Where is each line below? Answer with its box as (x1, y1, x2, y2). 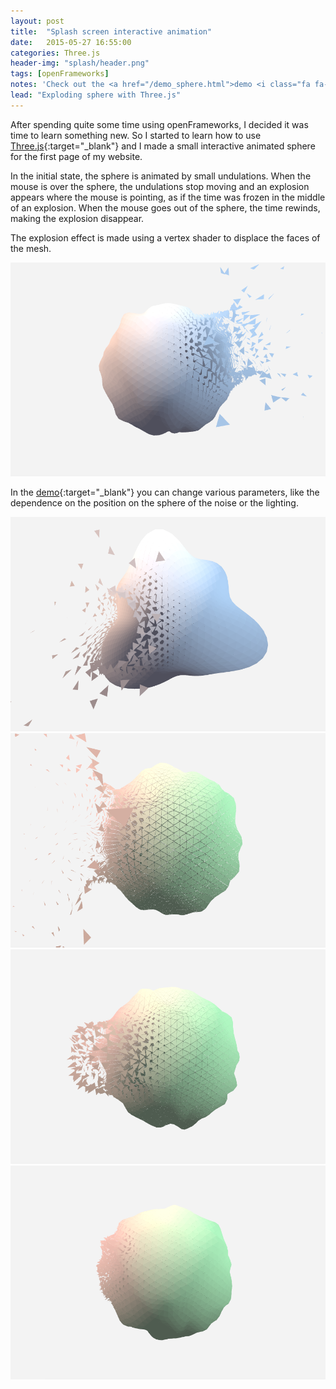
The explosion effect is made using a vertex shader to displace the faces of (10, 231, 321, 244)
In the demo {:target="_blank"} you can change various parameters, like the (10, 486, 320, 499)
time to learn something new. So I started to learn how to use (10, 129, 262, 141)
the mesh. (10, 242, 52, 254)
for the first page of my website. (10, 150, 143, 162)
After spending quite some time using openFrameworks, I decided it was (10, 118, 309, 130)
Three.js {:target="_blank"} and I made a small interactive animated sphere (10, 140, 316, 152)
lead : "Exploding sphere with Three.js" (10, 90, 182, 100)
